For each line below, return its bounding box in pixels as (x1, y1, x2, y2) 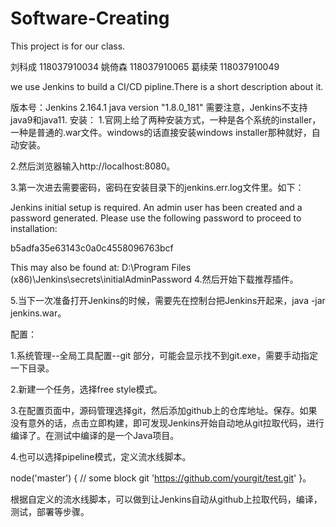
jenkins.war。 (10, 307, 67, 319)
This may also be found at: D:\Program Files (10, 261, 192, 273)
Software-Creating (10, 7, 170, 30)
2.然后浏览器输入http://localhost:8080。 (10, 160, 176, 172)
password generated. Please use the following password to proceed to (10, 212, 302, 224)
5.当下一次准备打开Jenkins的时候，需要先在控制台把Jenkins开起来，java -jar (10, 294, 326, 306)
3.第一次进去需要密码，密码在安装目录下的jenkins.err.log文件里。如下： (10, 181, 305, 193)
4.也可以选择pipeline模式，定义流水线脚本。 (10, 450, 192, 462)
